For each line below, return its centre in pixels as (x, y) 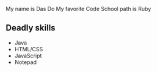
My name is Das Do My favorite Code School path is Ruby (78, 9)
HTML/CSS (29, 49)
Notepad (26, 62)
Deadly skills (31, 28)
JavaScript (28, 56)
